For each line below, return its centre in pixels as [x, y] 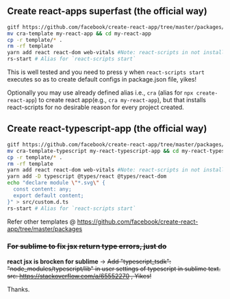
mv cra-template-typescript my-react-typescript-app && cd [93, 151]
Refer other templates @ [41, 222]
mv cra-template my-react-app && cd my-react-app [79, 34]
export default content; [49, 195]
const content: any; [42, 189]
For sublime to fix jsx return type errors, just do [87, 246]
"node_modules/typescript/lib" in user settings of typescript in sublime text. [114, 268]
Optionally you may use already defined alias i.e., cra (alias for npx [100, 93]
